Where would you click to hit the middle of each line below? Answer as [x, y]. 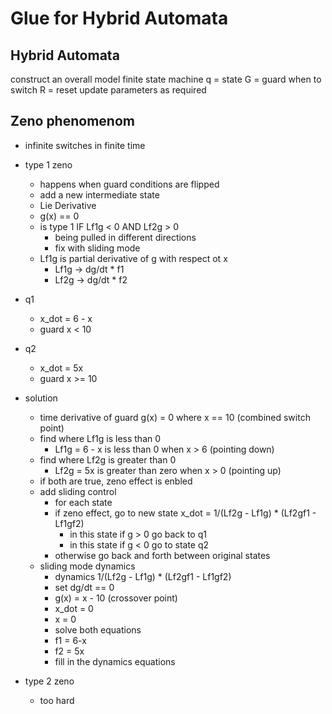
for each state [83, 502]
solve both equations [98, 629]
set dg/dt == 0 [84, 587]
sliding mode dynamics [87, 566]
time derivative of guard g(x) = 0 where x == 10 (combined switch [175, 417]
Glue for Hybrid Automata [119, 18]
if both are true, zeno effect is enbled [116, 481]
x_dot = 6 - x [66, 318]
